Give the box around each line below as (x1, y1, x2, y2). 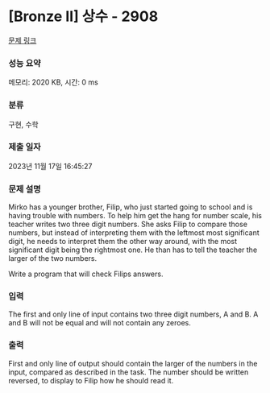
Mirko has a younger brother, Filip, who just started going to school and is (8, 202, 253, 212)
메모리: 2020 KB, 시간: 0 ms (8, 77, 98, 87)
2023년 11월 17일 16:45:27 (8, 161, 93, 171)
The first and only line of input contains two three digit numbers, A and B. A (8, 309, 259, 319)
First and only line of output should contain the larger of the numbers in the (8, 358, 258, 368)
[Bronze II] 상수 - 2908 (8, 7, 159, 26)
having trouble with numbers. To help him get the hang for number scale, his (8, 211, 262, 221)
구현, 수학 (8, 119, 39, 129)
